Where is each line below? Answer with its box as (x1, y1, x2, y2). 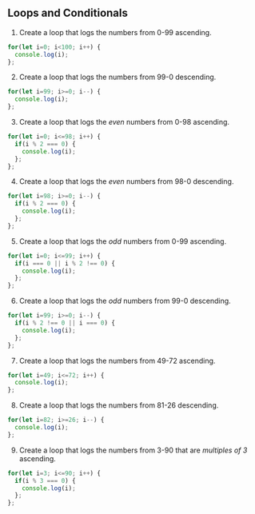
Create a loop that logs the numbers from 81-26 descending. (18, 400, 219, 410)
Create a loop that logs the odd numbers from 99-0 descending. (18, 296, 231, 306)
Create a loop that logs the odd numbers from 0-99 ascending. (18, 236, 227, 246)
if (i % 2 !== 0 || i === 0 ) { (14, 319, 115, 327)
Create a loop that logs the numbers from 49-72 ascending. (18, 356, 216, 365)
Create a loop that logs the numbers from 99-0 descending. (18, 72, 217, 82)
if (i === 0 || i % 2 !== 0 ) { (14, 259, 115, 267)
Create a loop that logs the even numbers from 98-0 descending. (18, 177, 234, 186)
